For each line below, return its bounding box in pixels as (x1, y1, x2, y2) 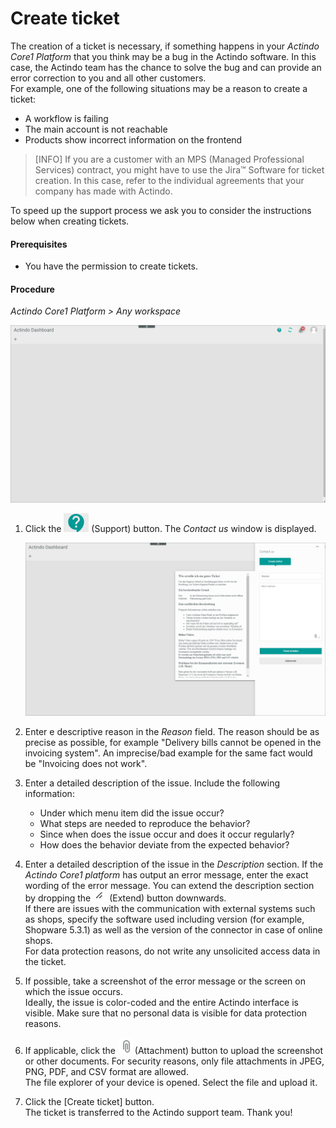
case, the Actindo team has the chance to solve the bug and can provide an (10, 61, 322, 73)
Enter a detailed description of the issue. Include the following (24, 777, 281, 789)
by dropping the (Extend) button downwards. (24, 892, 227, 904)
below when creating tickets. (10, 215, 130, 227)
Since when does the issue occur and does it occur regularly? (39, 828, 295, 841)
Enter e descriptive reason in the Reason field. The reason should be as (24, 726, 320, 738)
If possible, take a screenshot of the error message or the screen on (24, 975, 306, 987)
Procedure (10, 283, 55, 295)
